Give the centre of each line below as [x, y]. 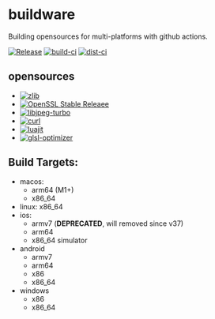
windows [34, 291]
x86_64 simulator [60, 240]
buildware [42, 15]
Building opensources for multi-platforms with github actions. [108, 36]
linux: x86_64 [41, 206]
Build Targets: [43, 162]
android [32, 248]
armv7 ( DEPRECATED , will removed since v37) [107, 223]
